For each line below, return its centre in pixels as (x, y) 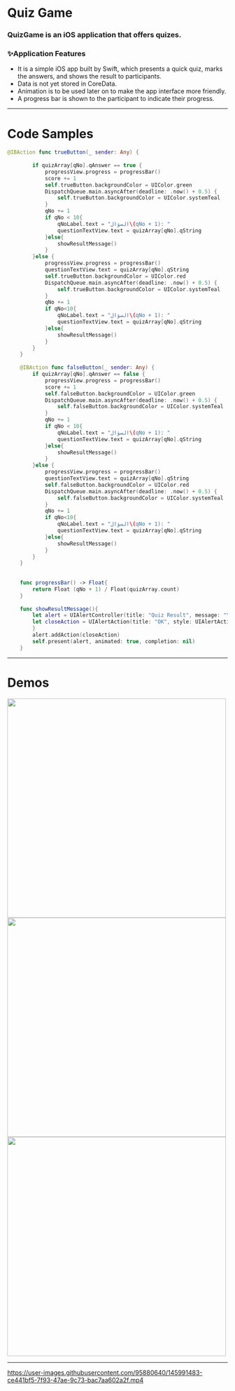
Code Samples (50, 134)
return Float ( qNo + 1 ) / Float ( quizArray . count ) (106, 589)
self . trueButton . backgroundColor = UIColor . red (115, 276)
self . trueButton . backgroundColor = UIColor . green (118, 185)
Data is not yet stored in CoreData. (67, 84)
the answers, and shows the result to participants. (90, 76)
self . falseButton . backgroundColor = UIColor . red (117, 485)
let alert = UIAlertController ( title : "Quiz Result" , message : (126, 615)
